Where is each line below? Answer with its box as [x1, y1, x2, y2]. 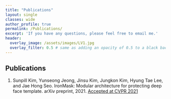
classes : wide [5, 17, 36, 22]
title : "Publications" [5, 7, 53, 13]
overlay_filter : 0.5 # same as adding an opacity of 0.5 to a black [10, 45, 158, 50]
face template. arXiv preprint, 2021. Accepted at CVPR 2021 [12, 88, 138, 94]
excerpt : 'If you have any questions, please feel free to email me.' [5, 31, 158, 36]
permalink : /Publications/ [5, 26, 63, 31]
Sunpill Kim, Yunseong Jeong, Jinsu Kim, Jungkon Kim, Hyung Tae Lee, [12, 77, 163, 84]
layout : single [5, 12, 38, 17]
